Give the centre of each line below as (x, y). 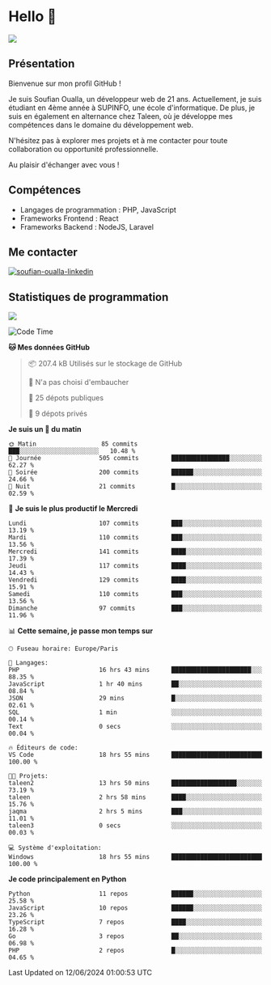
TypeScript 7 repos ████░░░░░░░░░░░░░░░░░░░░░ (135, 922)
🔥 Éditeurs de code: (43, 748)
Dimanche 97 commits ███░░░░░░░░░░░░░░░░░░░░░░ (135, 609)
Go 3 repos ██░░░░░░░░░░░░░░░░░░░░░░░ (135, 936)
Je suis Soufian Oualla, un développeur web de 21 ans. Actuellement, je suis (135, 99)
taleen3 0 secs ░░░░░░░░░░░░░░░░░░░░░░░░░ (135, 826)
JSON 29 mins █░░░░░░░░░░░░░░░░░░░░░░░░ (135, 699)
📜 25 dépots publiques (66, 398)
